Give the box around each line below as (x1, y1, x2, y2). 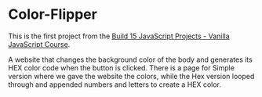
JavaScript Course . (8, 39, 71, 48)
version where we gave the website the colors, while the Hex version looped (8, 71, 255, 81)
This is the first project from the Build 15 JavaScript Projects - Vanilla (8, 31, 230, 41)
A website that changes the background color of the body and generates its (8, 55, 253, 64)
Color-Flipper (8, 5, 98, 23)
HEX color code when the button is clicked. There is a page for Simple (8, 63, 235, 72)
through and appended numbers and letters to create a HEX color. (8, 80, 222, 89)
